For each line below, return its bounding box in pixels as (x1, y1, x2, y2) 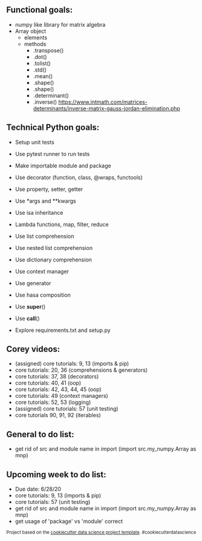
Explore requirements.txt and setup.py (15, 326, 111, 334)
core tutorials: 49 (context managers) (15, 392, 109, 400)
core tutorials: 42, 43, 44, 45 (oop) (15, 386, 102, 393)
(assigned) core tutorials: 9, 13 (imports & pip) (15, 360, 129, 368)
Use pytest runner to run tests (15, 150, 90, 157)
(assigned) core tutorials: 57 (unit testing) (15, 405, 119, 412)
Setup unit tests (15, 138, 54, 146)
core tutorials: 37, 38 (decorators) (15, 373, 99, 380)
